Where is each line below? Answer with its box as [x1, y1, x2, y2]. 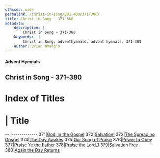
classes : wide [5, 7, 34, 12]
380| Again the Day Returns [5, 147, 60, 153]
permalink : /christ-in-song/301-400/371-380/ [5, 12, 100, 17]
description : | [14, 26, 45, 30]
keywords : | [14, 35, 41, 40]
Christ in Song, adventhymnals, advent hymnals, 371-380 [23, 39, 141, 44]
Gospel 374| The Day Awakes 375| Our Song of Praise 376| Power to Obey [5, 136, 152, 142]
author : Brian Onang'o [14, 44, 60, 49]
